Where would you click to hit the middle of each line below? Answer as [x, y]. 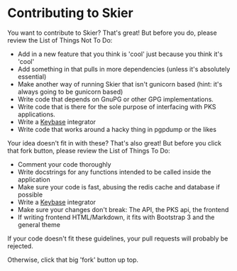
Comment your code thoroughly [64, 164]
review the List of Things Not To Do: [60, 40]
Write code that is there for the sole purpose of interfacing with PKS [117, 106]
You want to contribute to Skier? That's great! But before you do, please [112, 33]
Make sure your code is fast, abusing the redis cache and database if [118, 187]
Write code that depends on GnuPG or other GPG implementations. [116, 99]
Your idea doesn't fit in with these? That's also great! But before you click [115, 143]
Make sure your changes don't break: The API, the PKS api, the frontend [123, 209]
